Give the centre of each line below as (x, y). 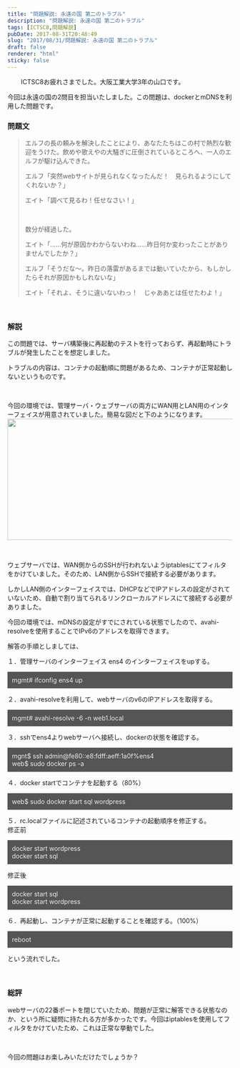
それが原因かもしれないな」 (78, 278)
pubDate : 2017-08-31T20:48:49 (52, 34)
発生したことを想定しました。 (70, 353)
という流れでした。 (36, 959)
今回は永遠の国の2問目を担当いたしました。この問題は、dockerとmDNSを (117, 96)
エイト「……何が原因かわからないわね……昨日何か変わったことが (120, 244)
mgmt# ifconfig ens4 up (47, 680)
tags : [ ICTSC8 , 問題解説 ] (42, 27)
